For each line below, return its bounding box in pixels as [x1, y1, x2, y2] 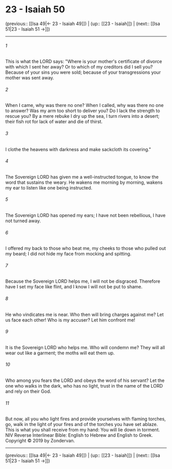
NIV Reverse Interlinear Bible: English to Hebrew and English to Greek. [5, 432, 153, 438]
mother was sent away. [5, 75, 55, 81]
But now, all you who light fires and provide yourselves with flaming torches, [5, 416, 166, 422]
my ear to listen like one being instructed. [5, 184, 93, 190]
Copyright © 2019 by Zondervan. [5, 438, 75, 444]
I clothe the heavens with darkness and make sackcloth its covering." [5, 146, 151, 152]
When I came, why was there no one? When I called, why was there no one [5, 102, 164, 109]
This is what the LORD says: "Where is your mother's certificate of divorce [5, 58, 162, 65]
